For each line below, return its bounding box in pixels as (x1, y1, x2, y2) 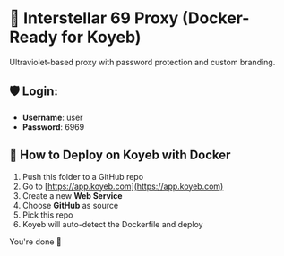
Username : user (22, 112, 83, 123)
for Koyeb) (61, 27, 142, 47)
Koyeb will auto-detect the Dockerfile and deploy (22, 218, 203, 229)
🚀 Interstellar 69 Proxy (9, 8, 179, 29)
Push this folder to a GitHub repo (22, 171, 144, 182)
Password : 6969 (22, 121, 85, 132)
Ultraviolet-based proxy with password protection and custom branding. (9, 56, 276, 67)
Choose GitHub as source (22, 200, 119, 210)
